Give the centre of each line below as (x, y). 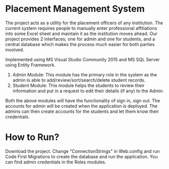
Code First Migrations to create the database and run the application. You (81, 156)
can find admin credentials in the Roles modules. (56, 162)
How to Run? (32, 137)
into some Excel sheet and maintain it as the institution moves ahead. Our (81, 33)
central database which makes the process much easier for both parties (80, 44)
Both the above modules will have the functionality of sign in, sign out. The (83, 100)
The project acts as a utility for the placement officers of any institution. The (84, 23)
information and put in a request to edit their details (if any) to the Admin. (88, 91)
